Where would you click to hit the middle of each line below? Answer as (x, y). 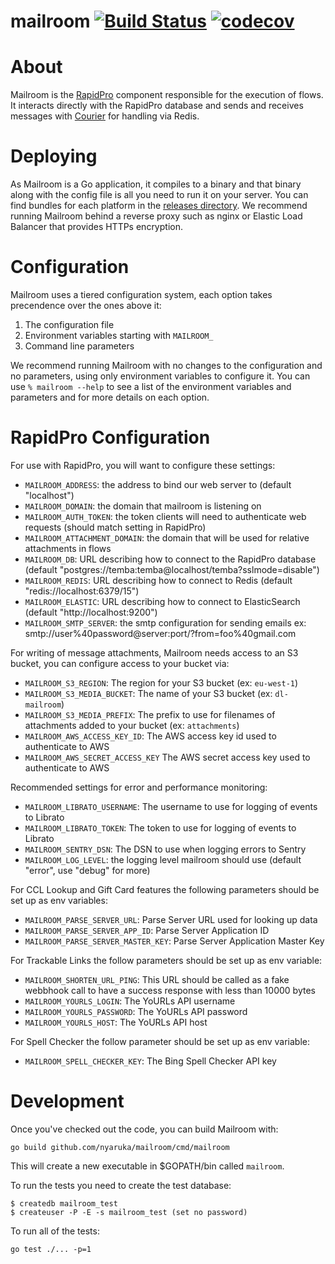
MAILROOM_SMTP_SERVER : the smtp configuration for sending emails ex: (165, 622)
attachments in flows (68, 548)
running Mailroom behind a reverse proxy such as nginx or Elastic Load (156, 216)
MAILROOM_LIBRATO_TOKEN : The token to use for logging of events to (160, 827)
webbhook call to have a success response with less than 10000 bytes (170, 990)
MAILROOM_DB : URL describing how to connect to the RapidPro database (170, 559)
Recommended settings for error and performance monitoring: (139, 787)
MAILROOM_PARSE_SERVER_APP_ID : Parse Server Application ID (147, 930)
